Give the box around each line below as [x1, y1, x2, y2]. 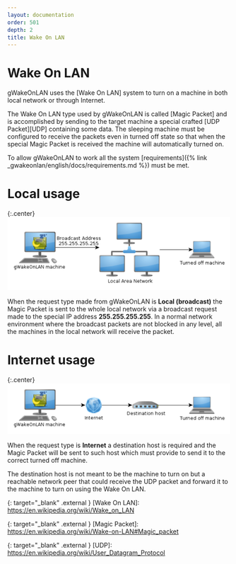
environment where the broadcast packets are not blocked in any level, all [7, 319, 223, 328]
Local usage [7, 186, 80, 202]
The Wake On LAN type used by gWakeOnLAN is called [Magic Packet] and [7, 110, 228, 118]
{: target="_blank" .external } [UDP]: [7, 541, 112, 549]
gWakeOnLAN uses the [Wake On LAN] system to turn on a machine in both [7, 88, 228, 97]
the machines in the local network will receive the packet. [7, 327, 175, 335]
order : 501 [7, 18, 40, 26]
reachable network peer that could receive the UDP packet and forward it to [7, 477, 228, 485]
